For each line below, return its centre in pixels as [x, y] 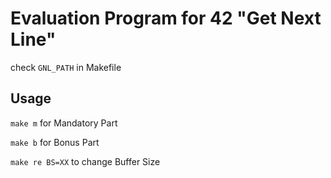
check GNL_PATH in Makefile [66, 67]
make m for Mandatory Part [64, 123]
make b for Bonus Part [55, 142]
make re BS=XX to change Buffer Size [85, 161]
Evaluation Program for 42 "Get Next [166, 18]
